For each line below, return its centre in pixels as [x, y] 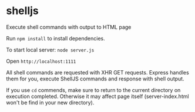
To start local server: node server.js [50, 50]
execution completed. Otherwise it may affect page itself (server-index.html [97, 96]
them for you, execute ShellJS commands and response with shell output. [95, 79]
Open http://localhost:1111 [41, 61]
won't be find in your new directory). [50, 102]
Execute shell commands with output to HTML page [69, 27]
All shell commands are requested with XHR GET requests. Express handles [97, 72]
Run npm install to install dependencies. [56, 38]
